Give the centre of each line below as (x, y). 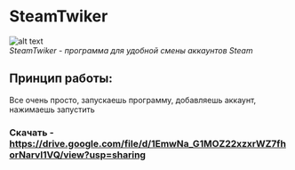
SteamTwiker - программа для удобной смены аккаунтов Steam (131, 50)
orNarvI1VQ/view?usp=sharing (78, 155)
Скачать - (32, 133)
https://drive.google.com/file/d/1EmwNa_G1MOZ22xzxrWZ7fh (148, 143)
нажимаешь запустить (52, 109)
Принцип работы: (61, 79)
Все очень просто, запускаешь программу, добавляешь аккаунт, (133, 100)
